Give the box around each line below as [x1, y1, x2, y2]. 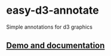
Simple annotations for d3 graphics [6, 23, 92, 30]
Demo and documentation [6, 41, 105, 51]
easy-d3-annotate [6, 4, 100, 17]
